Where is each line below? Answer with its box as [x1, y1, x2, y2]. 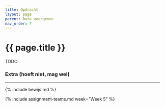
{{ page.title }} [5, 42, 66, 53]
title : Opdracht [5, 7, 38, 12]
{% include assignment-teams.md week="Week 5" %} [5, 96, 115, 102]
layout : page [5, 12, 32, 17]
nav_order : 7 [5, 21, 32, 26]
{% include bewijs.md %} [5, 87, 56, 93]
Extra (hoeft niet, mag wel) [5, 71, 70, 78]
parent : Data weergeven [5, 16, 54, 21]
